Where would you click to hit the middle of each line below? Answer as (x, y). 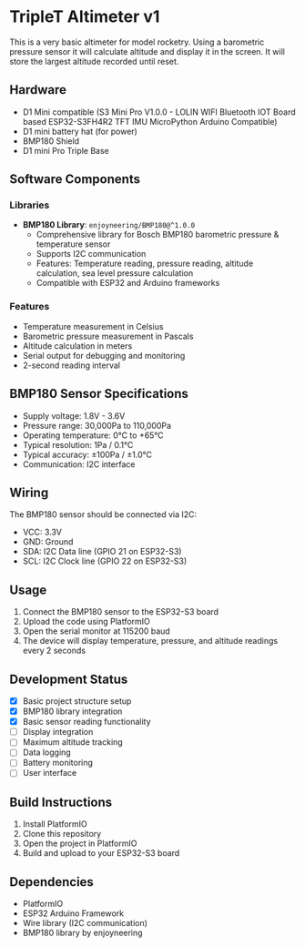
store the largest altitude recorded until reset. (94, 61)
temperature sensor (73, 244)
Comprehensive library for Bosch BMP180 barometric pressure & (158, 235)
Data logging (46, 752)
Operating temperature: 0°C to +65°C (93, 435)
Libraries (30, 205)
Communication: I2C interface (79, 464)
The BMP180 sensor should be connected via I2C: (103, 514)
